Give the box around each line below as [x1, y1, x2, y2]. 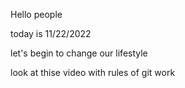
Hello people [10, 9, 63, 20]
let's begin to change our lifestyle [10, 47, 148, 59]
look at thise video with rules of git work [10, 67, 176, 78]
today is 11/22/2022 [10, 28, 92, 39]
